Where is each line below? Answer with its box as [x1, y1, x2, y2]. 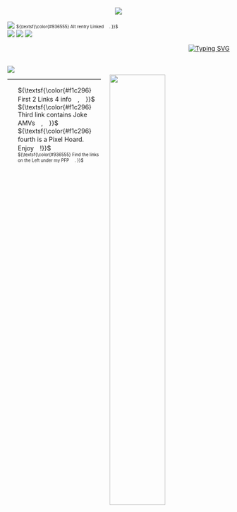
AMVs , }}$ [17, 119, 59, 127]
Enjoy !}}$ [17, 144, 51, 153]
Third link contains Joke [17, 110, 87, 119]
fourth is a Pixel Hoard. [17, 135, 85, 144]
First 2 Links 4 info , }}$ [17, 95, 95, 104]
